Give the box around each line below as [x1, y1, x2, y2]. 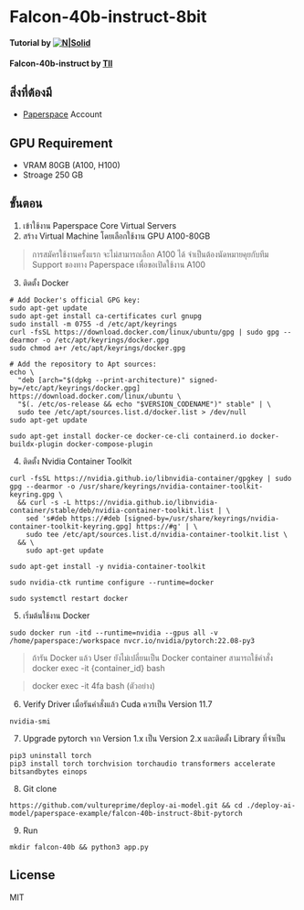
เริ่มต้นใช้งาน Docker [22, 610, 90, 621]
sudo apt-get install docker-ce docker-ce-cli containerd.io [9, 432, 247, 441]
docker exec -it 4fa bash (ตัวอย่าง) [31, 680, 155, 691]
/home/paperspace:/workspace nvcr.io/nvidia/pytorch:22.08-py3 [9, 636, 256, 646]
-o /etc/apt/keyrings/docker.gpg [42, 336, 170, 345]
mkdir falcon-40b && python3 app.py [9, 842, 149, 851]
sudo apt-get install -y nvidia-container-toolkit [9, 562, 206, 571]
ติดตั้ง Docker [22, 277, 69, 288]
